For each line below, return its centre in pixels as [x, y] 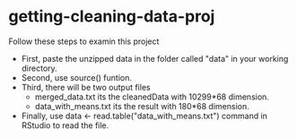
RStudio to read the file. [65, 125]
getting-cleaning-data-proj [112, 17]
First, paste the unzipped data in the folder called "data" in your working [155, 58]
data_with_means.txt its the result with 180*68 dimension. [142, 106]
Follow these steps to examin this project [84, 41]
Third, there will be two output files [86, 87]
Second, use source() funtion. [76, 77]
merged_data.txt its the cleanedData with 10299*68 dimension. [152, 97]
